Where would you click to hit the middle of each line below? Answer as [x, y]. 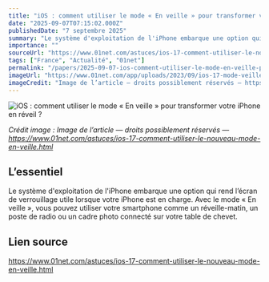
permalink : [26, 68]
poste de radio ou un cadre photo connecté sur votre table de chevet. [123, 216]
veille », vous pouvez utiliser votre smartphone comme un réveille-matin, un [133, 208]
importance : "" [34, 46]
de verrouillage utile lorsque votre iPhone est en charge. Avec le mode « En [132, 199]
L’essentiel [36, 172]
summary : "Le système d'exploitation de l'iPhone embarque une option [128, 38]
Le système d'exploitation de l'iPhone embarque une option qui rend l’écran [133, 191]
